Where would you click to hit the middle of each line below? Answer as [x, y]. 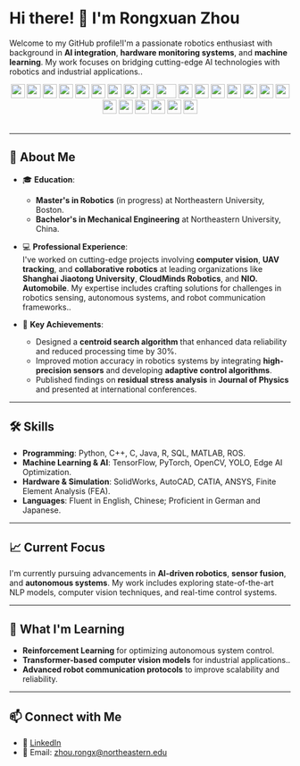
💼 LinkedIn [42, 743]
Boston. [50, 209]
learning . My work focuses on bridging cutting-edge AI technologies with [145, 62]
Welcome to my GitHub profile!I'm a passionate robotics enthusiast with [141, 43]
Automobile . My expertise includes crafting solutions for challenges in [152, 288]
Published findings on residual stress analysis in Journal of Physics [162, 379]
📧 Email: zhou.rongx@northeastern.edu [95, 752]
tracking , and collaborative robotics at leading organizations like [142, 268]
